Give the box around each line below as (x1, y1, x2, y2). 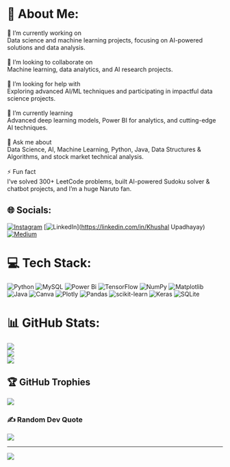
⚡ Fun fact (7, 167, 36, 175)
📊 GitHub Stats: (7, 315, 101, 331)
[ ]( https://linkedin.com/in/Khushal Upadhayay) (43, 223, 205, 231)
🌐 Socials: (7, 205, 52, 216)
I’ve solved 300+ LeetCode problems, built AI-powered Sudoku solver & (7, 177, 210, 186)
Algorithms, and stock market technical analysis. (7, 152, 144, 160)
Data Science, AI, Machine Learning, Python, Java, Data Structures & (7, 145, 202, 153)
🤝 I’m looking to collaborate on (7, 58, 93, 66)
